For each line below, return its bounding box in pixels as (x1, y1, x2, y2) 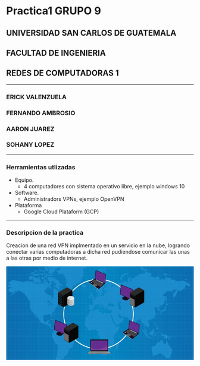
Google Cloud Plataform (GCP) (23, 208, 99, 215)
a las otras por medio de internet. (6, 254, 88, 262)
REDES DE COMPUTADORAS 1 (6, 68, 119, 78)
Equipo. (14, 176, 34, 184)
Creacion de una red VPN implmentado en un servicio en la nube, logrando (6, 242, 190, 249)
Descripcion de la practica (6, 229, 84, 237)
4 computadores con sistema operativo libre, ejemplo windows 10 (23, 183, 185, 190)
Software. (14, 189, 39, 197)
